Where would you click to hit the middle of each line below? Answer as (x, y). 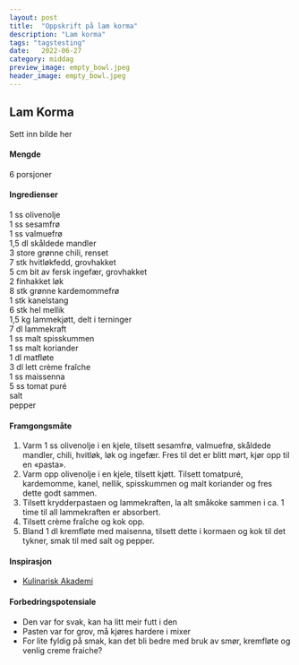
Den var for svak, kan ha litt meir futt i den (99, 622)
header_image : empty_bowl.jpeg (68, 76)
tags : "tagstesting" (48, 43)
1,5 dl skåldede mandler (53, 243)
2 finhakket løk (37, 281)
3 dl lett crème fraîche (50, 367)
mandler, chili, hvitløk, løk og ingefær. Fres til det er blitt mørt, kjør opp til (156, 455)
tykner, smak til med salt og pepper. (88, 541)
